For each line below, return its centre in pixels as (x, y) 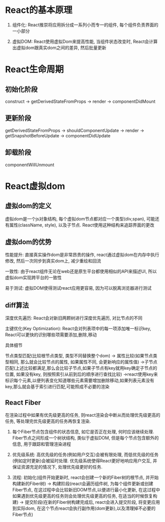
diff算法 (17, 305)
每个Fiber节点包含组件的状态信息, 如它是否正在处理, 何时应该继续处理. (83, 432)
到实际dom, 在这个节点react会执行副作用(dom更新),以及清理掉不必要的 (84, 508)
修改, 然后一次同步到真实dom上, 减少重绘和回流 (53, 261)
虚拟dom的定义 (28, 206)
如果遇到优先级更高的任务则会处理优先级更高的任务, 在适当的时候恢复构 (85, 496)
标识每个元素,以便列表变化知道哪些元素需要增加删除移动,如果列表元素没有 (80, 381)
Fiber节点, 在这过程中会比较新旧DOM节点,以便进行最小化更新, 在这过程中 (86, 490)
